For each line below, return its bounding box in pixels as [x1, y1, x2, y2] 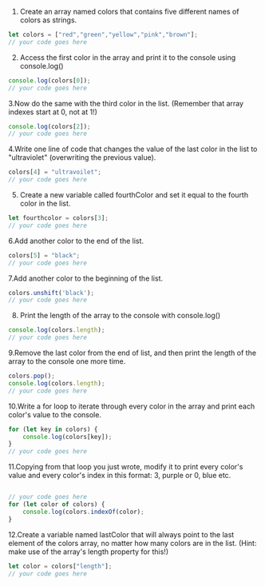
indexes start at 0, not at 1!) [8, 107, 98, 117]
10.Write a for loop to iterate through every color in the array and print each [8, 401, 255, 411]
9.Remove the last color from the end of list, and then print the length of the [8, 348, 257, 357]
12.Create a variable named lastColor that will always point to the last [8, 529, 235, 539]
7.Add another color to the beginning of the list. [8, 273, 164, 283]
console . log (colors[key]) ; [22, 433, 113, 440]
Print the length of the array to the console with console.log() [19, 311, 221, 321]
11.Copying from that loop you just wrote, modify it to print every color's [8, 462, 243, 472]
